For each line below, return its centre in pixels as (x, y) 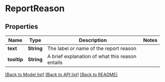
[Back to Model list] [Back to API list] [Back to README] (61, 74)
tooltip (15, 59)
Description (93, 40)
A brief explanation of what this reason (92, 56)
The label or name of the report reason (92, 48)
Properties (22, 27)
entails (55, 62)
